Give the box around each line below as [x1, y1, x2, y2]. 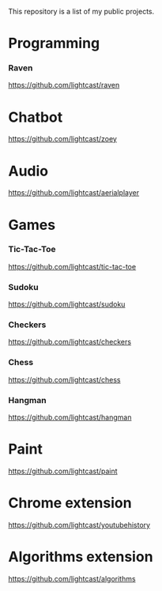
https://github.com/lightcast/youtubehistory [8, 520, 151, 529]
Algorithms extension [8, 548, 153, 566]
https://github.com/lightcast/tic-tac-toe [8, 262, 137, 271]
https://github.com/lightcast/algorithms [8, 574, 136, 583]
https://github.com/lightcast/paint [8, 466, 118, 476]
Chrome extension [8, 494, 132, 512]
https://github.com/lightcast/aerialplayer [8, 188, 140, 198]
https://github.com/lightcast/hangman [8, 412, 132, 422]
